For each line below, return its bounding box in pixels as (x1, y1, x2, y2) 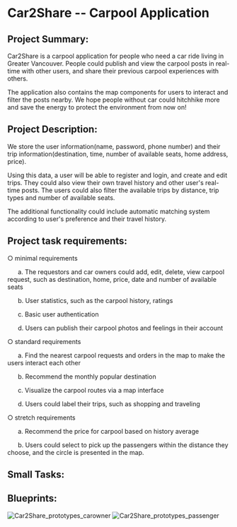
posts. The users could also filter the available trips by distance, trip (21, 186, 219, 194)
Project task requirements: (7, 235, 127, 247)
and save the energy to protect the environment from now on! (7, 103, 187, 111)
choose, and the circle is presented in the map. (7, 448, 144, 456)
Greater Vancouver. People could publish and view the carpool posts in (7, 59, 214, 68)
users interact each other (7, 358, 81, 367)
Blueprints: (7, 492, 58, 504)
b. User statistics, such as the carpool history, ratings (17, 296, 173, 304)
